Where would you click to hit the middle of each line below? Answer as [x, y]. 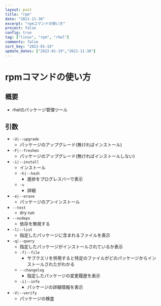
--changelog [32, 270]
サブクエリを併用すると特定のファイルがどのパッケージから [87, 258]
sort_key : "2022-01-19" [30, 46]
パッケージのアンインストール [50, 202]
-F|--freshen [26, 151]
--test [19, 208]
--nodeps [21, 219]
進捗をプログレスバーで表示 [55, 179]
